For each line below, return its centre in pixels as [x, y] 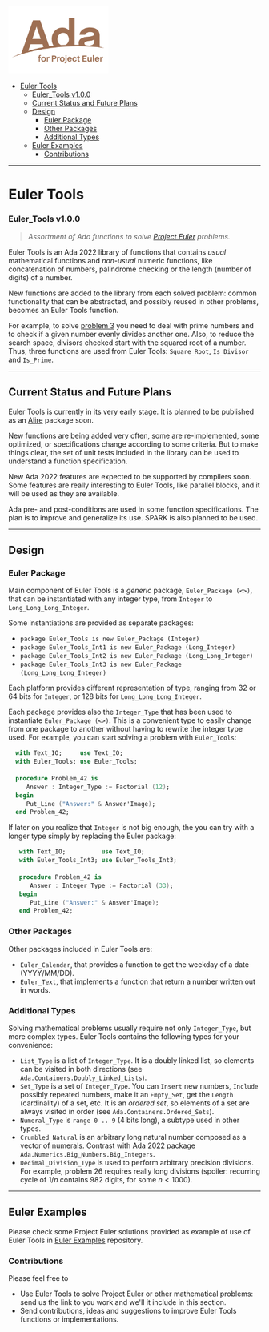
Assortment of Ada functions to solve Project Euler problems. [129, 236]
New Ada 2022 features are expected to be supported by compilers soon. [130, 476]
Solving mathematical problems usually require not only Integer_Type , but [130, 1028]
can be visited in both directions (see [81, 1069]
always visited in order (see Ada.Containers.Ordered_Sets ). [117, 1111]
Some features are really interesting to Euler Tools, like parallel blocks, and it [134, 485]
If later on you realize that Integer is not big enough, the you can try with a [131, 828]
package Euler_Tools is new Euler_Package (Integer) [110, 639]
